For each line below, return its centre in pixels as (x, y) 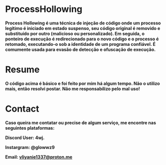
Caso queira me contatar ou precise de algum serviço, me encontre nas (81, 123)
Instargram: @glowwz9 (30, 147)
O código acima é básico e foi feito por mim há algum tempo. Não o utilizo (83, 83)
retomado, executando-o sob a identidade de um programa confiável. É (81, 44)
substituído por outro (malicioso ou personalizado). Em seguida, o (75, 33)
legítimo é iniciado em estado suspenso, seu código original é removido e (83, 28)
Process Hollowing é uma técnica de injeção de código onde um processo (83, 23)
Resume (22, 70)
